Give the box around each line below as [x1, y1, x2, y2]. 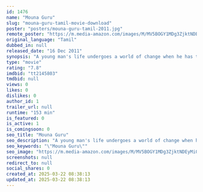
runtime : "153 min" [6, 110, 56, 116]
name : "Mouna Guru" [6, 14, 56, 20]
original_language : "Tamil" [6, 37, 77, 43]
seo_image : [6, 149, 34, 155]
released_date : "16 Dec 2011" [6, 48, 83, 54]
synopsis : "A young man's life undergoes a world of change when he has [6, 54, 193, 60]
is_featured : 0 [6, 115, 45, 121]
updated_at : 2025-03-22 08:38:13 [6, 177, 91, 183]
